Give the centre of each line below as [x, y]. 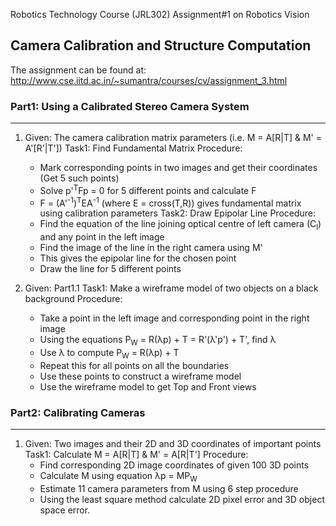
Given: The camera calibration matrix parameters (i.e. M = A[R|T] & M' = [173, 138]
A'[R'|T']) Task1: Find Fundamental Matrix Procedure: [133, 148]
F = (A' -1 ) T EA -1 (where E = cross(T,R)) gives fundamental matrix [170, 202]
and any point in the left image [102, 237]
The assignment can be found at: [78, 70]
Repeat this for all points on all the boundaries [134, 365]
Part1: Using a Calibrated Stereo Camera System [130, 106]
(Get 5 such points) [79, 178]
